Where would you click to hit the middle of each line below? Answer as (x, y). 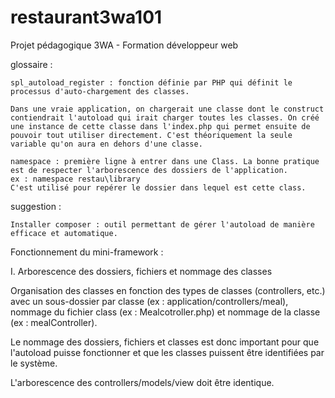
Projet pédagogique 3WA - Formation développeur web (124, 45)
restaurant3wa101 (86, 17)
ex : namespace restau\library (75, 179)
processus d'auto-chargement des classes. (100, 91)
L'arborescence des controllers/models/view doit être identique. (142, 382)
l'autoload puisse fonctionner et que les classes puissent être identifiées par (167, 352)
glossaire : (31, 64)
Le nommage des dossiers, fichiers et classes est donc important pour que (165, 342)
